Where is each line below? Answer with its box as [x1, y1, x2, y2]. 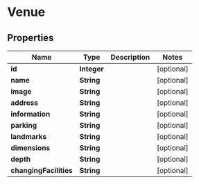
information [10, 109, 51, 119]
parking [10, 121, 37, 130]
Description [110, 53, 150, 62]
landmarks [10, 132, 47, 141]
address [10, 98, 39, 108]
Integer [79, 64, 104, 74]
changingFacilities [10, 166, 73, 175]
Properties [7, 32, 54, 44]
